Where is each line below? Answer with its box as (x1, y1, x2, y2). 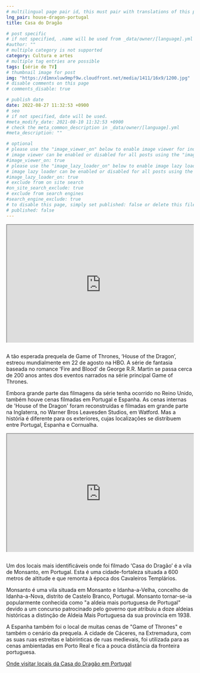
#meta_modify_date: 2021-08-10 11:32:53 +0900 (6, 119, 124, 125)
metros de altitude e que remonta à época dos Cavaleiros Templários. (6, 575, 177, 582)
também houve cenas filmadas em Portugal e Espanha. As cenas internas (6, 396, 187, 403)
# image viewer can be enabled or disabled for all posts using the (6, 152, 180, 158)
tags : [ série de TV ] (6, 64, 58, 70)
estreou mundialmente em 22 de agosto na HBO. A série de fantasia (6, 359, 173, 366)
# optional (6, 141, 33, 147)
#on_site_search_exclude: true (6, 185, 84, 191)
